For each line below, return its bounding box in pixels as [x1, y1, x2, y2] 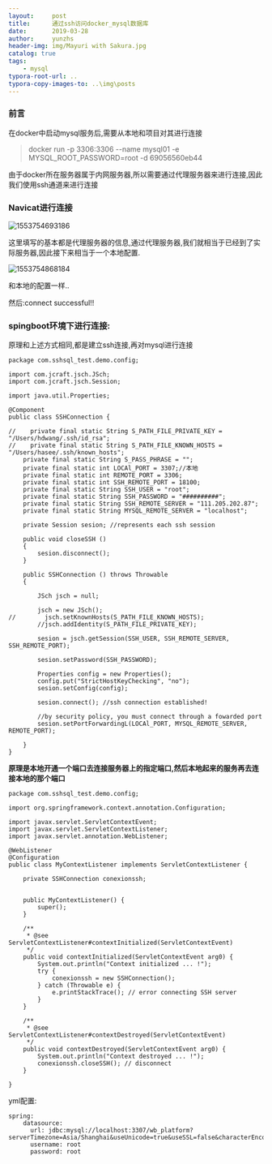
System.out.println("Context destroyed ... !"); [37, 1052, 205, 1061]
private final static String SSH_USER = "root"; [23, 486, 190, 494]
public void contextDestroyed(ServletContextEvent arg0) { [23, 1046, 227, 1054]
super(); [37, 904, 67, 912]
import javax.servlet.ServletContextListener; [8, 825, 168, 834]
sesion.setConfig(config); [37, 685, 129, 693]
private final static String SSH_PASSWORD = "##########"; [23, 492, 227, 501]
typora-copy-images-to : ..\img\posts [8, 79, 136, 88]
